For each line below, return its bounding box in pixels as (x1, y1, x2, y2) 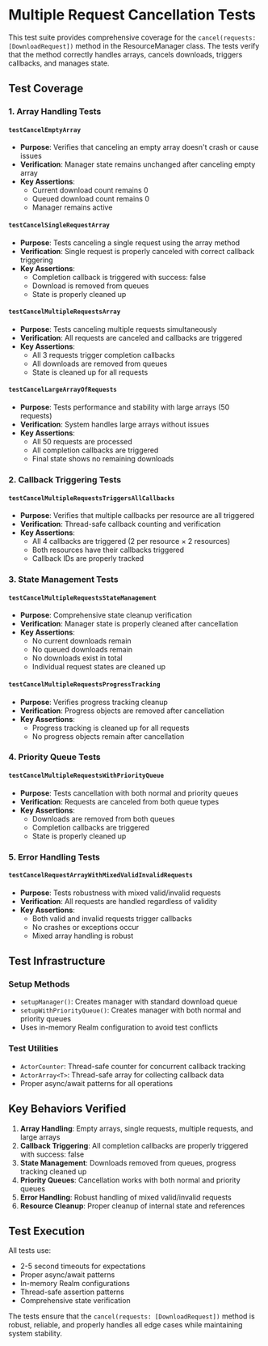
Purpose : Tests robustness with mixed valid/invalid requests (19, 888, 221, 898)
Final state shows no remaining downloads (31, 454, 174, 464)
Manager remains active (31, 202, 113, 212)
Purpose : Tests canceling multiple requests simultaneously (19, 324, 218, 333)
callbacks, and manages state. (8, 58, 110, 68)
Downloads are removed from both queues (31, 813, 175, 823)
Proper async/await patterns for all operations (19, 1078, 174, 1088)
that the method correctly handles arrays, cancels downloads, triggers (8, 49, 243, 59)
